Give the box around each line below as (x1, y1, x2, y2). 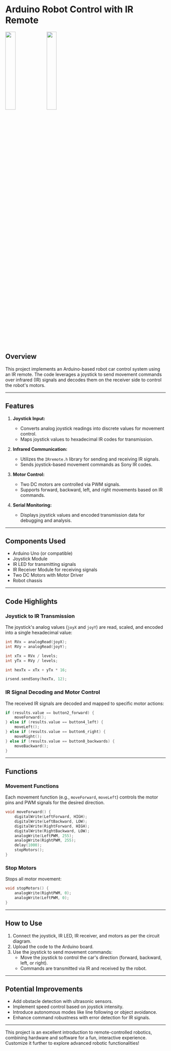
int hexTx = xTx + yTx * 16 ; (5, 667, 67, 673)
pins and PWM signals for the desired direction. (5, 799, 105, 806)
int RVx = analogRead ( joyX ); (5, 639, 67, 645)
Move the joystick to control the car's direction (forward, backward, (20, 954, 162, 961)
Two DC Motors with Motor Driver (12, 572, 83, 578)
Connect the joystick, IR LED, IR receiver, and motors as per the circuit (12, 932, 160, 939)
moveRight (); (14, 734, 42, 739)
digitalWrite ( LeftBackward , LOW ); (14, 819, 88, 824)
